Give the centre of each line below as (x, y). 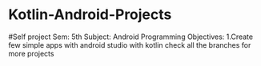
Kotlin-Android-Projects (90, 15)
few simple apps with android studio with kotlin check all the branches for (130, 45)
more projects (31, 53)
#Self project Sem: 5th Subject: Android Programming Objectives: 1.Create (131, 37)
